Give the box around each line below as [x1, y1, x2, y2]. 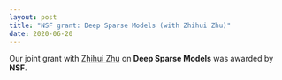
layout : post [9, 12, 57, 22]
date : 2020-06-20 [9, 29, 73, 38]
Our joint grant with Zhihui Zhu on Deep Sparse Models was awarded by [9, 54, 274, 64]
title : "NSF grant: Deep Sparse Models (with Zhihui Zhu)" [9, 21, 232, 30]
